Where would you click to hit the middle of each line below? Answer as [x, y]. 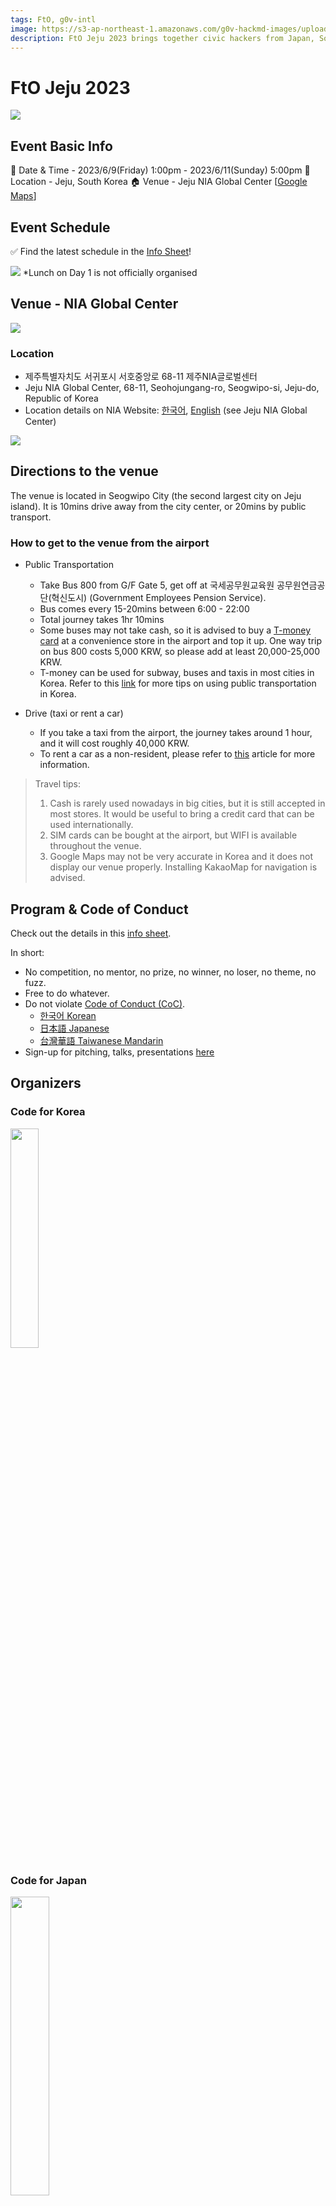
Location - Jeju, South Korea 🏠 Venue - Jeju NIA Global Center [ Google [159, 182]
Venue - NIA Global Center [94, 304]
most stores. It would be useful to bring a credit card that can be [182, 814]
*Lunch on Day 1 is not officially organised [110, 272]
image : [24, 29]
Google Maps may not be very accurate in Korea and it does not [181, 857]
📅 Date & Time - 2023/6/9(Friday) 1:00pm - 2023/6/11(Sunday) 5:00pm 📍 [160, 170]
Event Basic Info [61, 146]
